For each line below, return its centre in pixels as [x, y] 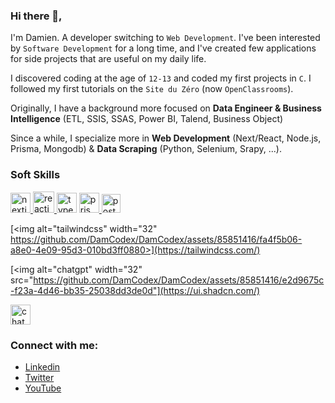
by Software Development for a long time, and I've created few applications [163, 48]
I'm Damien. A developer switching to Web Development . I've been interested [165, 38]
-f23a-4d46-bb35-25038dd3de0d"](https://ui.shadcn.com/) [135, 290]
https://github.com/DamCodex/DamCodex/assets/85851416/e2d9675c [179, 280]
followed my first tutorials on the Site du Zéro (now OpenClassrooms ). [152, 89]
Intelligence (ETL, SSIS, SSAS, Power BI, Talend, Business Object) [147, 119]
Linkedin [42, 366]
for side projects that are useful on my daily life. [108, 59]
